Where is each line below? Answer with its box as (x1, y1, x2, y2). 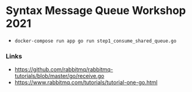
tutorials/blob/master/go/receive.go (14, 73, 105, 80)
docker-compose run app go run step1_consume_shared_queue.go (14, 38, 177, 44)
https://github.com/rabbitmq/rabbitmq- (14, 66, 114, 73)
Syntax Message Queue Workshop (6, 4, 186, 18)
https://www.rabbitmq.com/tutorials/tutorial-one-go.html (14, 79, 158, 86)
